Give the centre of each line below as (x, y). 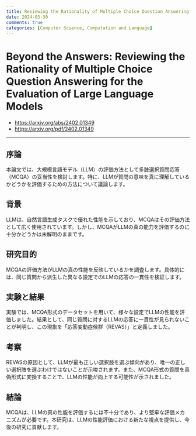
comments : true (24, 22)
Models (24, 107)
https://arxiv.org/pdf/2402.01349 (54, 129)
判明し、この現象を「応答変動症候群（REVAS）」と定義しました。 (94, 327)
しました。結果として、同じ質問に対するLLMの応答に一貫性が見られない (98, 320)
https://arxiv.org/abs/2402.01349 (55, 123)
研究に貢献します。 (39, 427)
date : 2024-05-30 (27, 17)
